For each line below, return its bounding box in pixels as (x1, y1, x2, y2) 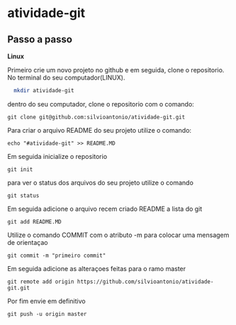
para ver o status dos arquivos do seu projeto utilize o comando (7, 178, 193, 187)
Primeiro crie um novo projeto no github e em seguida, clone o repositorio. (7, 66, 225, 74)
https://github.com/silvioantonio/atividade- (77, 278, 214, 285)
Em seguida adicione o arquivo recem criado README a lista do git (7, 204, 203, 213)
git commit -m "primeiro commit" (7, 252, 106, 259)
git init (7, 165, 33, 173)
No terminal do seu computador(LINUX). (7, 73, 125, 82)
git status (7, 192, 40, 199)
